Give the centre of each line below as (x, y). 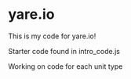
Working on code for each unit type (65, 66)
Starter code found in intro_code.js (64, 51)
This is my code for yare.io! (52, 36)
